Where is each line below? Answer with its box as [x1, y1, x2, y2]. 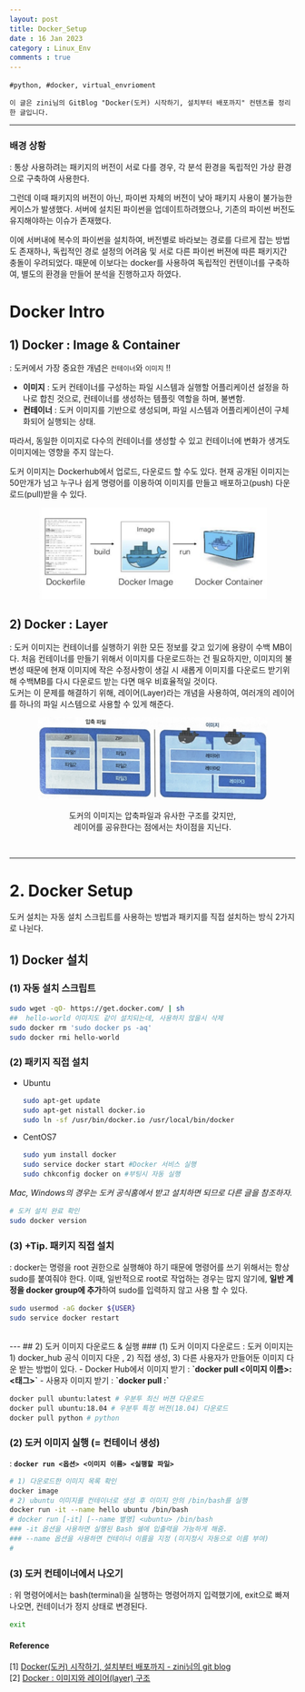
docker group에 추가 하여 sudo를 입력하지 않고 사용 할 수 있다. [25, 1284, 248, 1296]
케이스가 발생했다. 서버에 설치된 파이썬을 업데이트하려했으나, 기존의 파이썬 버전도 [9, 204, 296, 215]
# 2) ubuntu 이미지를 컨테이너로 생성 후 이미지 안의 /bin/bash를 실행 [9, 1495, 248, 1505]
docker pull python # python [9, 1413, 120, 1423]
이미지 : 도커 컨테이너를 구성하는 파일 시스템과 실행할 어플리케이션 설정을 [22, 382, 280, 393]
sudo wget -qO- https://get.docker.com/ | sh [9, 1004, 184, 1013]
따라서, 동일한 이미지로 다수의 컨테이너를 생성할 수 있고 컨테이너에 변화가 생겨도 [9, 435, 290, 446]
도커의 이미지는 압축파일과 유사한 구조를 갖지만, [68, 810, 237, 821]
